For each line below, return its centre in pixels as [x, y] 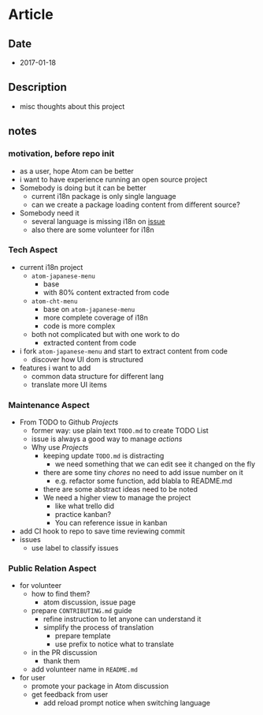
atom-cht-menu [54, 301]
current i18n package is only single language [104, 196]
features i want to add [55, 368]
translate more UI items [69, 384]
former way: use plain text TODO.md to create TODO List [120, 431]
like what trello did [84, 506]
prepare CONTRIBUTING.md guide [81, 611]
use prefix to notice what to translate [115, 644]
